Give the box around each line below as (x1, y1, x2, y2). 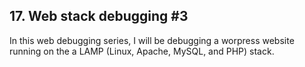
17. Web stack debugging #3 (9, 8, 189, 25)
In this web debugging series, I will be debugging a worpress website (9, 34, 295, 46)
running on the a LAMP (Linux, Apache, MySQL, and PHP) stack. (9, 45, 275, 57)
